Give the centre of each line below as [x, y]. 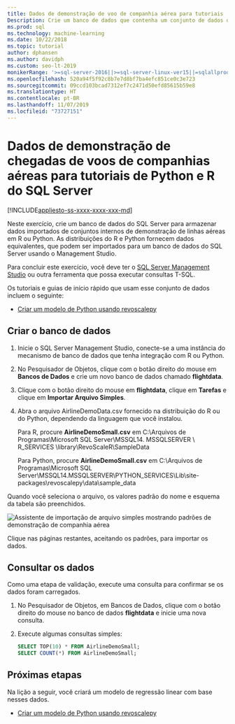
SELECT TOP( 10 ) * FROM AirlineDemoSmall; [79, 647]
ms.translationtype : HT [42, 92]
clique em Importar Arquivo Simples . [71, 397]
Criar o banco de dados [59, 331]
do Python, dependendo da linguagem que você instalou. [100, 418]
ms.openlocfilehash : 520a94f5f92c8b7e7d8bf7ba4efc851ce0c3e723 [101, 79]
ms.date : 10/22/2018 [37, 40]
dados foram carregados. [44, 592]
